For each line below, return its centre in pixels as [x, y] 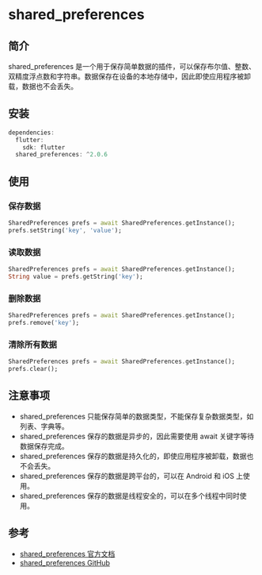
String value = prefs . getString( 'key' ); [76, 276]
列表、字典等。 [44, 426]
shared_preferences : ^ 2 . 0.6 [62, 155]
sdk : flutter [44, 147]
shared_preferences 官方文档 [67, 554]
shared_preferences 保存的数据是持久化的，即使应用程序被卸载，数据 [133, 456]
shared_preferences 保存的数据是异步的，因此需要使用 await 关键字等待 [137, 436]
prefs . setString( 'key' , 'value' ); [65, 230]
